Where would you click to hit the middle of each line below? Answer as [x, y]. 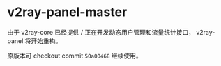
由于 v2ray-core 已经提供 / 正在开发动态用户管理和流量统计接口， [101, 32]
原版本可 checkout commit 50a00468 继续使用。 [75, 56]
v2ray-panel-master [67, 12]
